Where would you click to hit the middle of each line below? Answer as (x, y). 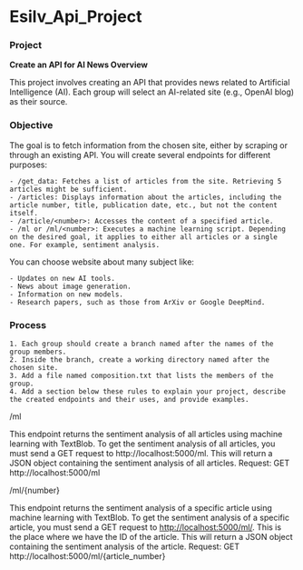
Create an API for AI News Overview (78, 65)
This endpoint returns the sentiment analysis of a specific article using (141, 508)
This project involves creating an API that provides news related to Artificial (150, 83)
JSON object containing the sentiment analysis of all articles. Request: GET (150, 463)
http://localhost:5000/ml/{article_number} (88, 556)
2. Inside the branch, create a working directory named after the (140, 360)
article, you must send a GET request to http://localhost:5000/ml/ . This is (146, 527)
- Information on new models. (67, 294)
